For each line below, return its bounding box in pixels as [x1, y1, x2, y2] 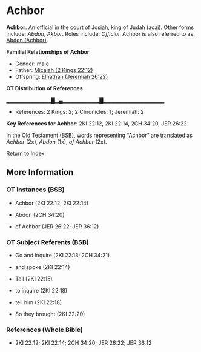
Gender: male [15, 60, 50, 67]
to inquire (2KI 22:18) [15, 287, 68, 294]
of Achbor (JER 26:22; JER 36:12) [15, 222, 99, 230]
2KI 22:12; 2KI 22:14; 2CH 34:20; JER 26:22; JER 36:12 [15, 339, 152, 347]
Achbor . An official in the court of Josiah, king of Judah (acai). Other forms [6, 24, 194, 31]
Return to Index [6, 150, 45, 157]
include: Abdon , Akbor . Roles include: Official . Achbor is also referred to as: [6, 30, 195, 37]
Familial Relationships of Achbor [6, 48, 90, 55]
